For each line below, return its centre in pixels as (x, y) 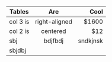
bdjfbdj (54, 41)
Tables (19, 12)
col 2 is (19, 31)
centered (54, 31)
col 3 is (19, 22)
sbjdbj (18, 50)
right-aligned (53, 22)
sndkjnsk (90, 41)
